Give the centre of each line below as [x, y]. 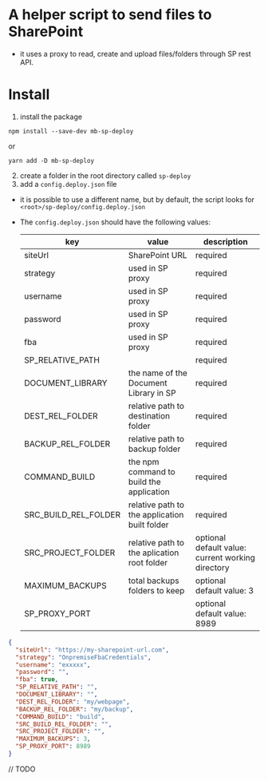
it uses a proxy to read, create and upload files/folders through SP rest [135, 54]
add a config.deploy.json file [68, 184]
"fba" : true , [37, 680]
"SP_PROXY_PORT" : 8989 [53, 747]
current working [225, 557]
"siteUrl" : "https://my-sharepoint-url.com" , [93, 650]
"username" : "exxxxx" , [53, 664]
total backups [154, 581]
